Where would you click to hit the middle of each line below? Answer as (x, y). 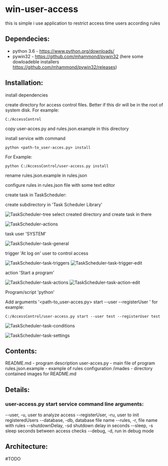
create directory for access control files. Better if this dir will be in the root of (84, 104)
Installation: (24, 83)
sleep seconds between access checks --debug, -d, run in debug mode (80, 431)
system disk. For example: (32, 110)
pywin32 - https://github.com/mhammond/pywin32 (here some (78, 56)
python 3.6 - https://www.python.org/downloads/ (63, 51)
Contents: (21, 351)
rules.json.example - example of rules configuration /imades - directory (79, 369)
